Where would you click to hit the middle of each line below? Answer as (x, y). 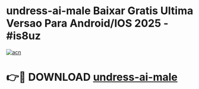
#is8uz (24, 36)
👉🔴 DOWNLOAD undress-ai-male (92, 77)
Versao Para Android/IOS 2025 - (87, 23)
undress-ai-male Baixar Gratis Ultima (100, 11)
